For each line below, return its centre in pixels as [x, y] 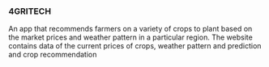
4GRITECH [30, 11]
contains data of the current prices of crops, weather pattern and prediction [135, 46]
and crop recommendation [53, 55]
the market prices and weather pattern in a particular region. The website [130, 37]
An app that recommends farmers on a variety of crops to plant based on [130, 29]
